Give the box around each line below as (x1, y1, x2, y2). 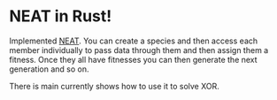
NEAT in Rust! (9, 6, 112, 27)
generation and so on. (9, 64, 89, 74)
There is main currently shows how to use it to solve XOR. (9, 81, 219, 91)
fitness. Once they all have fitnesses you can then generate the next (9, 54, 258, 65)
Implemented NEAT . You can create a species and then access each (9, 35, 258, 46)
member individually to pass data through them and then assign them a (9, 44, 269, 55)
